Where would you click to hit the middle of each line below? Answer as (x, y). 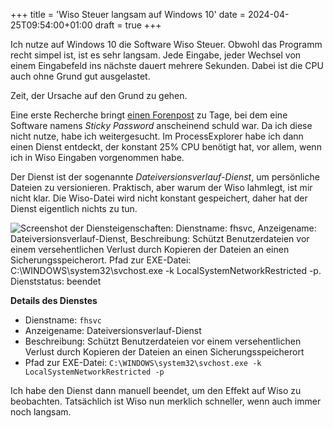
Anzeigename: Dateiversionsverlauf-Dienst (113, 330)
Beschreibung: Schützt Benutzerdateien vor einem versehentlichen (163, 341)
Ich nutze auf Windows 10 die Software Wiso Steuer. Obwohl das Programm (166, 44)
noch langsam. (41, 412)
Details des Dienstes (54, 300)
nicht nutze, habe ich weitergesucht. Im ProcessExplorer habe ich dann (157, 136)
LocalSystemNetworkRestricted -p (94, 372)
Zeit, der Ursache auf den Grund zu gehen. (99, 95)
